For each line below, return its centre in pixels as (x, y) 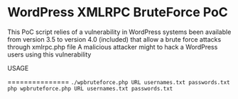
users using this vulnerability (49, 54)
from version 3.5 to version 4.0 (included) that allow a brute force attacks (114, 39)
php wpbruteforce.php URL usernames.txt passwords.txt (90, 88)
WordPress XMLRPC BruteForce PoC (118, 12)
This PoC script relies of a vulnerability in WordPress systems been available (119, 32)
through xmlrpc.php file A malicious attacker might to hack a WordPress (113, 47)
